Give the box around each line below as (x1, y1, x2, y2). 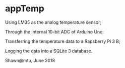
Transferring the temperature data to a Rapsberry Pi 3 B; (5, 38, 121, 44)
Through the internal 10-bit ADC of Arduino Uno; (5, 29, 104, 34)
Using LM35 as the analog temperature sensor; (5, 19, 102, 25)
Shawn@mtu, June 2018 (5, 57, 55, 63)
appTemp (5, 3, 45, 14)
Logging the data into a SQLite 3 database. (5, 48, 93, 54)
